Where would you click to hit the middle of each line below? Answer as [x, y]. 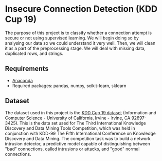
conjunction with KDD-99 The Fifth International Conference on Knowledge [80, 133]
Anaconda [22, 80]
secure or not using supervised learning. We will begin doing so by [72, 38]
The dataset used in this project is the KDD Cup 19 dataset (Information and [81, 112]
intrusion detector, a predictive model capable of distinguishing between [78, 143]
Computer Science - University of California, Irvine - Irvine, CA [68, 118]
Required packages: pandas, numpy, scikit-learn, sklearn [69, 86]
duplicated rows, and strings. [34, 53]
